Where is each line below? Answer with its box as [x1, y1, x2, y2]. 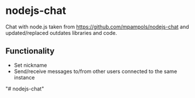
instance [13, 74, 35, 81]
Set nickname [13, 61, 47, 68]
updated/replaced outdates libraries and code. [5, 29, 117, 36]
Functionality [5, 46, 55, 56]
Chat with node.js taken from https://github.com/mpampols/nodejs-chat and [5, 23, 189, 30]
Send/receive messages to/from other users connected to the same [13, 68, 177, 75]
